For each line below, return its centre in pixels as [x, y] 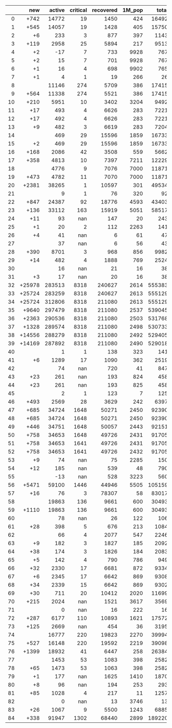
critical [78, 10]
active [57, 10]
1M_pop [133, 10]
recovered [105, 10]
